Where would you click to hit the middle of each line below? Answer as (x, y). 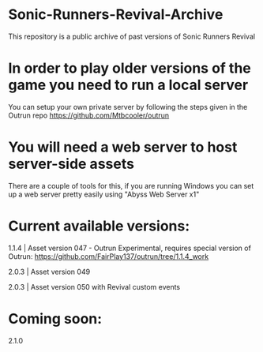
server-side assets (71, 164)
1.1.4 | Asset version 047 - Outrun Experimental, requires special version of (130, 248)
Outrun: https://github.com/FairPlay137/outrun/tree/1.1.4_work (109, 256)
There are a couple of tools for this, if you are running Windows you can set (131, 185)
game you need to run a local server (128, 85)
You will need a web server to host (123, 147)
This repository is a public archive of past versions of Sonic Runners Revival (131, 36)
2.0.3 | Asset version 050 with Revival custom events (94, 286)
